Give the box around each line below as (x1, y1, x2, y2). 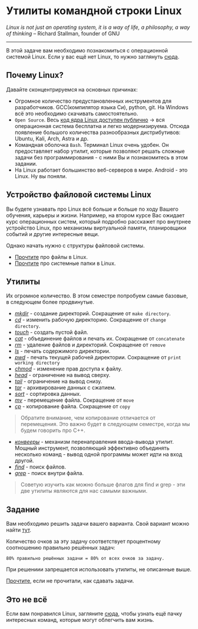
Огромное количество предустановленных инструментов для (14, 97, 172, 104)
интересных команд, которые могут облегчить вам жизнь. (6, 617, 154, 623)
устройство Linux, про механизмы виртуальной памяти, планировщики (6, 224, 187, 231)
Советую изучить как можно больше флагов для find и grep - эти (20, 481, 186, 488)
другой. (14, 457, 34, 464)
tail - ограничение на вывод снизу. (14, 378, 103, 385)
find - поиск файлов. (14, 463, 67, 470)
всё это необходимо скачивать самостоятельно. (14, 110, 138, 117)
